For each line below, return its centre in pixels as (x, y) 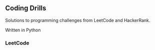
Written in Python (23, 30)
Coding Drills (26, 8)
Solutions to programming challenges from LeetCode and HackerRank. (78, 20)
